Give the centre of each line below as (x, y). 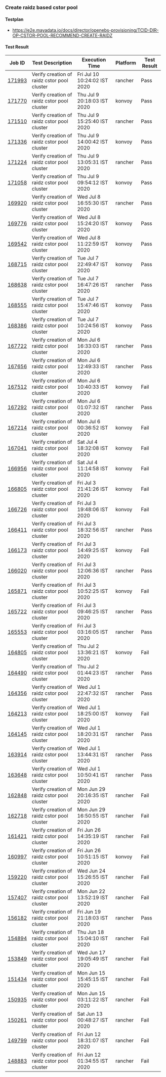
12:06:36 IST (93, 571)
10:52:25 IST (93, 591)
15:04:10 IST (93, 938)
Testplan (14, 19)
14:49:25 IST (93, 550)
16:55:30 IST (93, 203)
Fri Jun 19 (89, 912)
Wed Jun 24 (91, 871)
